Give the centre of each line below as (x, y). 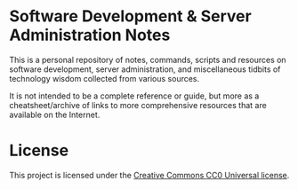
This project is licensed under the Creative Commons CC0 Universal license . (149, 175)
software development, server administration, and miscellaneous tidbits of (145, 69)
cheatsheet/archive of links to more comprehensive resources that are (138, 105)
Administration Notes (90, 35)
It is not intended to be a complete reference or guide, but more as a (134, 96)
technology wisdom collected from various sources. (105, 78)
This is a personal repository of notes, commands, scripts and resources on (148, 59)
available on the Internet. (55, 114)
